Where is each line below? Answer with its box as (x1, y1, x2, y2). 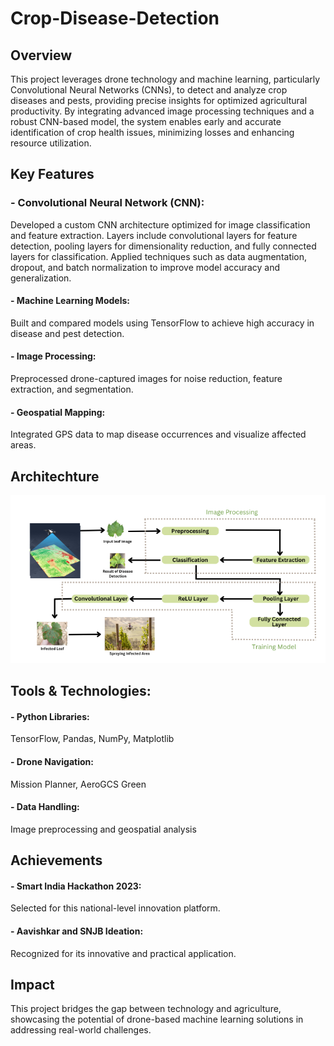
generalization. (10, 272, 72, 284)
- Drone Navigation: (10, 756, 94, 767)
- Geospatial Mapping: (10, 406, 106, 418)
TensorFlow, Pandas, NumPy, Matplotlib (10, 733, 175, 745)
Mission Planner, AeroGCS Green (10, 778, 147, 790)
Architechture (10, 468, 100, 485)
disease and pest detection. (10, 327, 125, 339)
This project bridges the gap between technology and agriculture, (10, 1003, 282, 1015)
